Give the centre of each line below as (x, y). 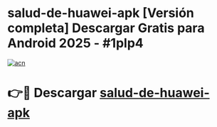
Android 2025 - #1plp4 (75, 43)
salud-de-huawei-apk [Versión (101, 13)
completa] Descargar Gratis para (106, 28)
